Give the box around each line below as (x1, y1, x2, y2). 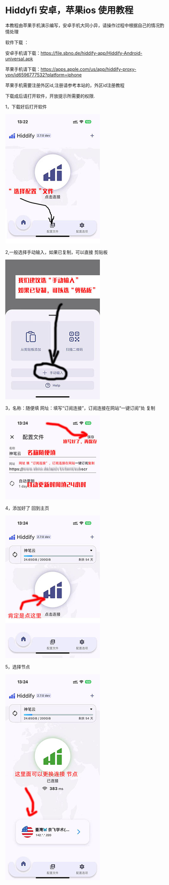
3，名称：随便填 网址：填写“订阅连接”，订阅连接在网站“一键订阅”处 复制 (5, 405, 155, 411)
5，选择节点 (5, 663, 30, 669)
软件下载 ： (5, 39, 29, 45)
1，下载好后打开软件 (5, 103, 47, 110)
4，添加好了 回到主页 (5, 505, 49, 511)
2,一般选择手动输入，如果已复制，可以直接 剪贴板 (5, 249, 108, 255)
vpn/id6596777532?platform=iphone (5, 72, 82, 78)
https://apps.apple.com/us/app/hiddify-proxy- (40, 66, 137, 72)
